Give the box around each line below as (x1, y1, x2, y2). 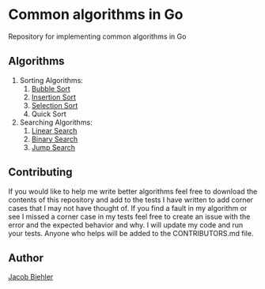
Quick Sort (31, 109, 67, 118)
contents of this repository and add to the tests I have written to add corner (8, 195, 253, 205)
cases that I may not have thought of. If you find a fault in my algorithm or (8, 203, 248, 212)
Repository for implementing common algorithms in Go (8, 32, 187, 41)
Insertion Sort (31, 92, 77, 102)
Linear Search (31, 126, 78, 135)
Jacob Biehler (8, 272, 54, 282)
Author (8, 251, 44, 265)
